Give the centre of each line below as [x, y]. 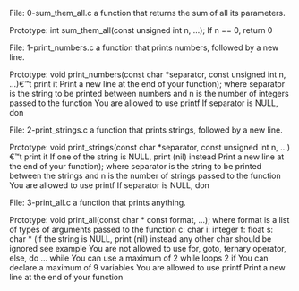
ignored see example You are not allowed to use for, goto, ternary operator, [148, 248]
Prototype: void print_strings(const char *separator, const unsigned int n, [144, 147]
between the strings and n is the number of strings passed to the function [145, 175]
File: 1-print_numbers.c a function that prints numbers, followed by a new [144, 47]
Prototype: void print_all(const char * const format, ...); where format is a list [149, 220]
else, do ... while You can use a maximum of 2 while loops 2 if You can [139, 258]
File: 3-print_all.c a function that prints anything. [98, 202]
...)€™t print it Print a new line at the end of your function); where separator [147, 84]
